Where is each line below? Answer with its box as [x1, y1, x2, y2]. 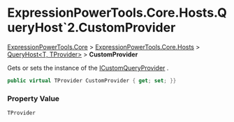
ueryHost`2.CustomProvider [7, 20, 176, 36]
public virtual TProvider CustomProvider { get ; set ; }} [7, 77, 177, 84]
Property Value [7, 93, 60, 103]
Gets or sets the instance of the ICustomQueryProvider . [7, 63, 169, 72]
